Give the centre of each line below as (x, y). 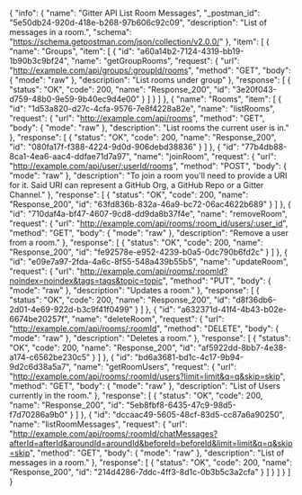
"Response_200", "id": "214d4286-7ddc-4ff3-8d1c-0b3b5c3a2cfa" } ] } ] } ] (150, 472)
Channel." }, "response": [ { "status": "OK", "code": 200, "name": (129, 194)
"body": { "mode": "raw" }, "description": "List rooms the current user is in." (149, 128)
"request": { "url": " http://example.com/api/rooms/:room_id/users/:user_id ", (149, 223)
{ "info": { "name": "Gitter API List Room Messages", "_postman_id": (135, 13)
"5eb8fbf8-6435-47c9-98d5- (181, 405)
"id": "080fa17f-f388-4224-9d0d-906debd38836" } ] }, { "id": (124, 147)
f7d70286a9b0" (39, 414)
